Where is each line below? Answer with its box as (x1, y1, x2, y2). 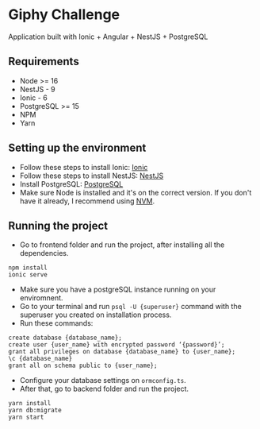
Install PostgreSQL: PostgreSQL (19, 179, 124, 188)
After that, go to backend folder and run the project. (19, 384, 189, 394)
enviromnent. (19, 293, 63, 303)
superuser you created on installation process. (19, 310, 172, 319)
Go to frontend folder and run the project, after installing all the (19, 240, 225, 249)
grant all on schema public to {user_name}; (8, 361, 158, 370)
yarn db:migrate (8, 407, 62, 415)
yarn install (8, 400, 52, 408)
